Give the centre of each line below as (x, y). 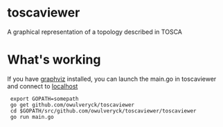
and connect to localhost (43, 86)
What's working (54, 60)
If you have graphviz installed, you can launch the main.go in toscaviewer (112, 79)
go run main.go (32, 117)
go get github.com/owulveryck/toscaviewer (72, 105)
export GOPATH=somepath (44, 99)
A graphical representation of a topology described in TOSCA (95, 32)
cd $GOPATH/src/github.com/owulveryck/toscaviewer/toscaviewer (103, 111)
